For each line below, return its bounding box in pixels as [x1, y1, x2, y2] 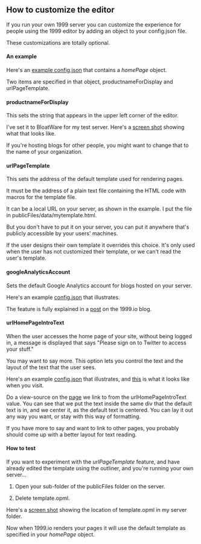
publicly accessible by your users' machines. [6, 230, 118, 237]
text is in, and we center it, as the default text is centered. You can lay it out [6, 406, 193, 413]
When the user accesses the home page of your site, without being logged [6, 332, 192, 339]
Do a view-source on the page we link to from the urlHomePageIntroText [6, 393, 187, 401]
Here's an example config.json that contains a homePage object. [6, 67, 167, 74]
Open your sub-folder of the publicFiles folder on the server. [14, 483, 165, 490]
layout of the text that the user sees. [6, 363, 97, 371]
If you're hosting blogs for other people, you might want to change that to [6, 142, 189, 149]
